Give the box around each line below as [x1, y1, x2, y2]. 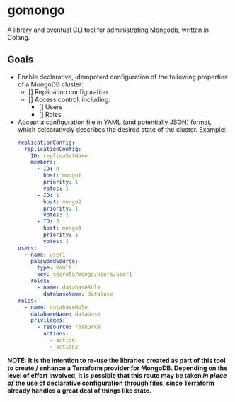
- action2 [49, 343, 79, 350]
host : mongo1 [43, 172, 82, 179]
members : [30, 159, 57, 166]
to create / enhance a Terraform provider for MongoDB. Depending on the [7, 364, 228, 372]
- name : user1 [24, 251, 66, 258]
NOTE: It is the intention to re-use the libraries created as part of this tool [7, 356, 226, 364]
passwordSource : [30, 257, 79, 264]
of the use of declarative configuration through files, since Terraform [7, 379, 214, 387]
